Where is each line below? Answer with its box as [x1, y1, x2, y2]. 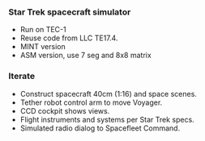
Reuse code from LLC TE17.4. [19, 33, 118, 43]
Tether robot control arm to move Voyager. [19, 97, 163, 107]
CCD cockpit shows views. [19, 106, 110, 115]
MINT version [19, 42, 66, 52]
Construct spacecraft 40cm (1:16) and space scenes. [19, 89, 197, 98]
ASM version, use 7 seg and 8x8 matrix [19, 51, 152, 60]
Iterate [8, 71, 35, 82]
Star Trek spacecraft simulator [8, 6, 131, 18]
